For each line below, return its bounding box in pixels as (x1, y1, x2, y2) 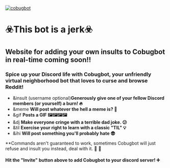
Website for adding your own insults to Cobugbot (5, 47, 165, 56)
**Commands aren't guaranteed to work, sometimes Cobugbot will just (5, 140, 156, 146)
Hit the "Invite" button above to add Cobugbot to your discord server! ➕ (5, 157, 160, 163)
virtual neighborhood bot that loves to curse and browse (5, 77, 148, 84)
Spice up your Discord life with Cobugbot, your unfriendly (5, 71, 152, 78)
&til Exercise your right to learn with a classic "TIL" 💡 (12, 124, 127, 130)
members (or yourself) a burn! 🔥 (12, 100, 83, 106)
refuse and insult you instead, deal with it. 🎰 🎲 (5, 145, 102, 152)
